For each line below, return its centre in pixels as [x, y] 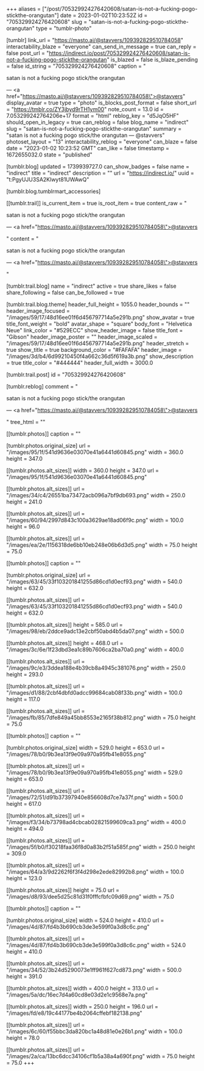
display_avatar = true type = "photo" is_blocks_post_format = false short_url [101, 103]
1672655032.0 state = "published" [49, 155]
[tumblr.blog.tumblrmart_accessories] [54, 191]
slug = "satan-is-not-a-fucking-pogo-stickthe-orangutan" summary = [94, 129]
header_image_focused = [38, 311]
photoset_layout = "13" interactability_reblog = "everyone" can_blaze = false [102, 142]
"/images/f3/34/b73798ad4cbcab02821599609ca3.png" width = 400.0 [96, 822]
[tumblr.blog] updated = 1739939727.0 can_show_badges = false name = [98, 166]
